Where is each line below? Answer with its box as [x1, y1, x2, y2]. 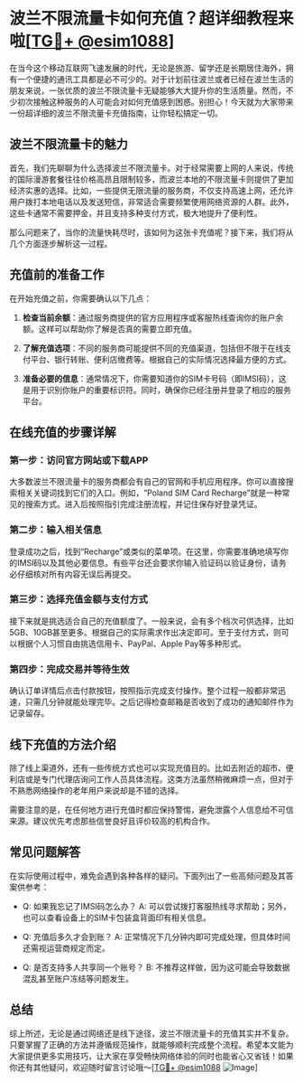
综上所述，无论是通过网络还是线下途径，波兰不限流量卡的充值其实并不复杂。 [9, 1028, 294, 1039]
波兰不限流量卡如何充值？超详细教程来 [9, 8, 295, 29]
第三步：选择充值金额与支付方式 [9, 593, 149, 606]
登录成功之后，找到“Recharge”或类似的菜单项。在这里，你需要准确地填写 [9, 546, 281, 557]
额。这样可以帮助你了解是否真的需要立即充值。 [22, 323, 197, 334]
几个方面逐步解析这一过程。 [9, 238, 113, 249]
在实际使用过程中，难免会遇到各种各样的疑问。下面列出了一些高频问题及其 [9, 870, 286, 881]
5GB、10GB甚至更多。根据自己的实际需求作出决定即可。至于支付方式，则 [9, 626, 282, 637]
